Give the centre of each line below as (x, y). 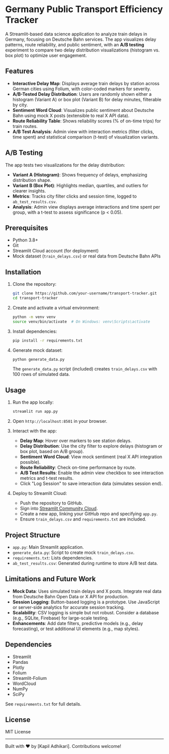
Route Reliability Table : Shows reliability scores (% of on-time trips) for (87, 121)
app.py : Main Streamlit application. (48, 547)
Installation (23, 272)
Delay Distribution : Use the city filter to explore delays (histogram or (91, 446)
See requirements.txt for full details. (43, 704)
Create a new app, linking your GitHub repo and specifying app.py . (89, 514)
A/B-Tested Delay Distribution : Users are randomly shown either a (82, 94)
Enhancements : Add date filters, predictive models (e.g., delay (78, 623)
